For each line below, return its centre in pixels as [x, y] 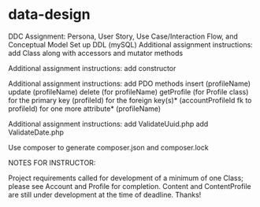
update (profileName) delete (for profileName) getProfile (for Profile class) [128, 91]
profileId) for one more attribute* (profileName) [85, 109]
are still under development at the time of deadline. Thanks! [105, 194]
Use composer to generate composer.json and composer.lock [108, 147]
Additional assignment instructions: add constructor [92, 68]
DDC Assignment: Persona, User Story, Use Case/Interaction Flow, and [123, 36]
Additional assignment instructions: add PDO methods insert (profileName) [129, 83]
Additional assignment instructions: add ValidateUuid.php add [108, 124]
